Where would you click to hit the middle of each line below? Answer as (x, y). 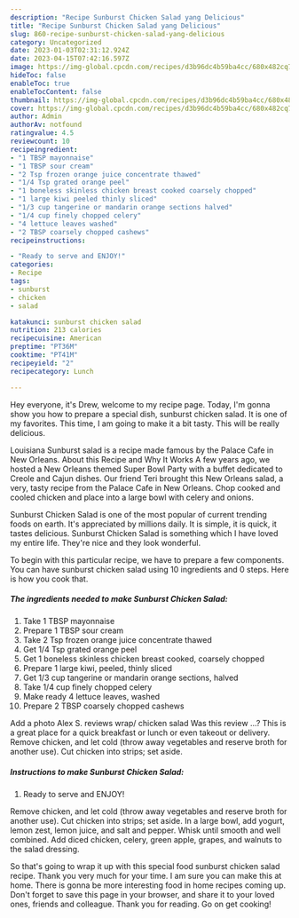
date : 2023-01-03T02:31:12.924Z (70, 51)
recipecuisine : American (56, 338)
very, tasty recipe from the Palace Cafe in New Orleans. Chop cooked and (145, 487)
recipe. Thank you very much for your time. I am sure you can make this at (146, 876)
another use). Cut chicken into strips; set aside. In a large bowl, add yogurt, (147, 821)
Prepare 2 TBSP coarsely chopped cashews (103, 706)
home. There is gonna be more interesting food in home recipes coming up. (148, 885)
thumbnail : (30, 100)
